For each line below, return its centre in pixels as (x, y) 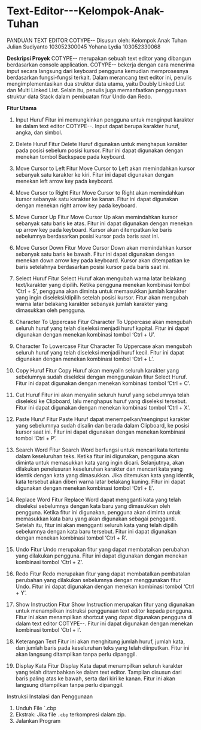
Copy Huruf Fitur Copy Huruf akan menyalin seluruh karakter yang (97, 370)
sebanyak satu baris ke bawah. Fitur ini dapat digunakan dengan (95, 254)
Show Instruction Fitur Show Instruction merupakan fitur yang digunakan (105, 604)
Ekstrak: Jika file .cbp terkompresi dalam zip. (71, 714)
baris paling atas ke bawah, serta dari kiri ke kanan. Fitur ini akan (95, 678)
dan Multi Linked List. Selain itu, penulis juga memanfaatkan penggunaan (97, 90)
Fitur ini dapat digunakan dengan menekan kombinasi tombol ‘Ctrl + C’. (103, 383)
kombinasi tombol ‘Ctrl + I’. (48, 629)
